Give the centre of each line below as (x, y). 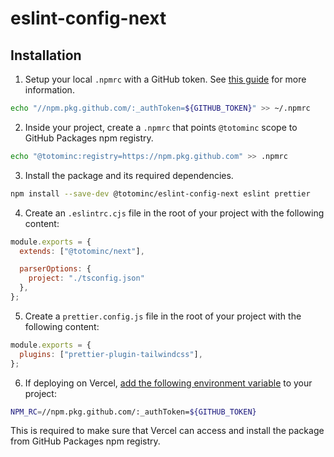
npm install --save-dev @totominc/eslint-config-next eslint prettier (160, 193)
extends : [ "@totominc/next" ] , (82, 251)
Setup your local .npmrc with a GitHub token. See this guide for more (165, 79)
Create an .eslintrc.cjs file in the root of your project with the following (174, 213)
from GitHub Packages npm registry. (85, 441)
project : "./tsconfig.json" (86, 278)
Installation (46, 55)
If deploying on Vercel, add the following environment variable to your (168, 383)
